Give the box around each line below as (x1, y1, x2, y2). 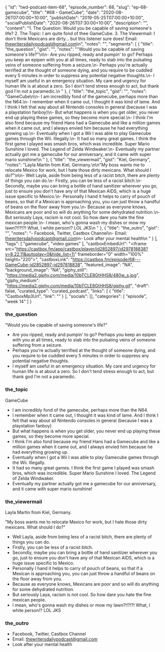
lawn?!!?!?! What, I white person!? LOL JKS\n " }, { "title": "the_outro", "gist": (5, 225, 159, 231)
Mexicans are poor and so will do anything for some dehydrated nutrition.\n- (5, 209, 160, 215)
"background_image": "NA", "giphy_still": (5, 267, 88, 273)
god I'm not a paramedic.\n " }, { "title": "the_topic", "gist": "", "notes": (5, 89, 147, 94)
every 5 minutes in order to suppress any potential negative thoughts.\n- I (5, 73, 155, 78)
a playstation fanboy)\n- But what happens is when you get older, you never (5, 109, 159, 115)
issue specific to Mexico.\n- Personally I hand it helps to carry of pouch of (5, 193, 156, 199)
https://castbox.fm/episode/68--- (72, 257, 141, 262)
